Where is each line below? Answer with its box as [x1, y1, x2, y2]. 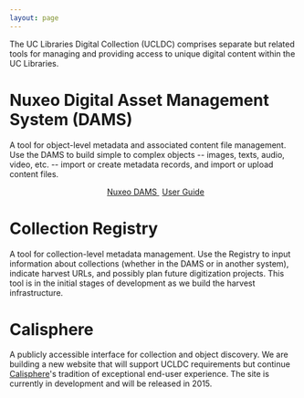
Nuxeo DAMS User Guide [106, 186, 205, 197]
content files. [9, 168, 59, 179]
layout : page [9, 13, 59, 23]
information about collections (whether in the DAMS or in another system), [9, 257, 289, 269]
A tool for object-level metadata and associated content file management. [9, 139, 287, 151]
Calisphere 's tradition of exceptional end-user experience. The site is [9, 369, 269, 380]
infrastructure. [9, 287, 64, 298]
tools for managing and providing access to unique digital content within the [9, 47, 296, 59]
